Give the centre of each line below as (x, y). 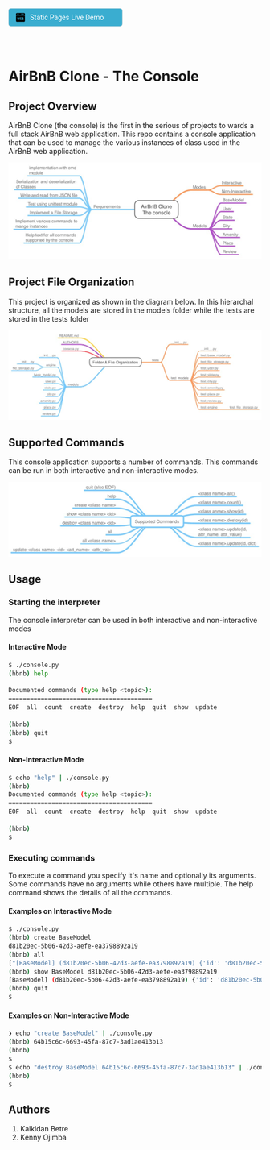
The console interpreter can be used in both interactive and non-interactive (133, 620)
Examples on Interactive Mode (60, 911)
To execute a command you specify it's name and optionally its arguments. (132, 875)
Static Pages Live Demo (67, 17)
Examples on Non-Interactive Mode (69, 1015)
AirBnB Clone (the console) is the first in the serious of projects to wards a (131, 125)
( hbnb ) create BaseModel (50, 938)
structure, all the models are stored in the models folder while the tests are (131, 310)
